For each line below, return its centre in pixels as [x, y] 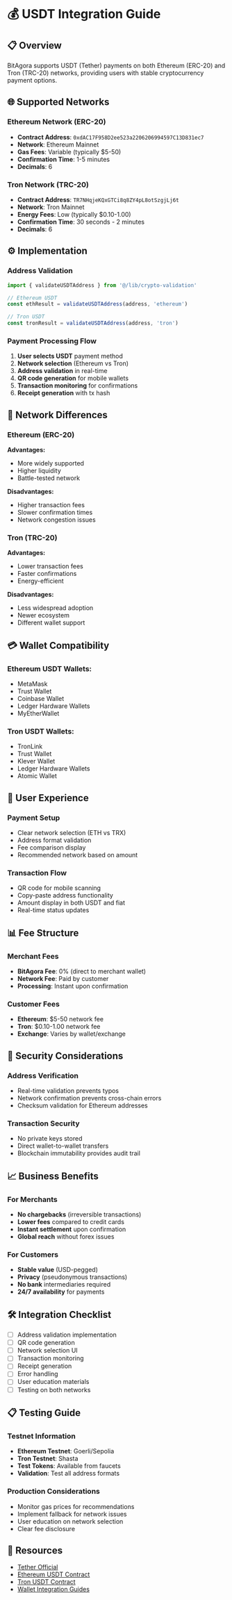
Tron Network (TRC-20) [48, 184]
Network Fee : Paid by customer [63, 978]
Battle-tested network [49, 478]
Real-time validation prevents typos [68, 1090]
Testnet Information [42, 1436]
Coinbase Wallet [41, 699]
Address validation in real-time [62, 371]
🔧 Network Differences [57, 415]
